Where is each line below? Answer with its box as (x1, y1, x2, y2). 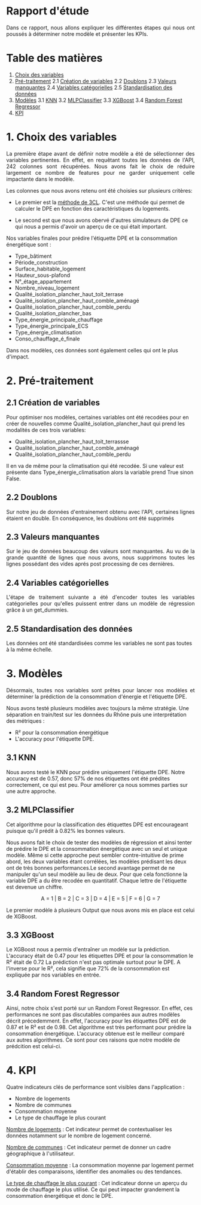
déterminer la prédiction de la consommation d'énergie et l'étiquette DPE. (6, 693, 187, 700)
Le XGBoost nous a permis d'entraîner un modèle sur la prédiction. (6, 946, 170, 953)
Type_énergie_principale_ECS (14, 322, 89, 330)
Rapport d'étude (6, 4, 90, 18)
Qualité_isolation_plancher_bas (14, 309, 92, 317)
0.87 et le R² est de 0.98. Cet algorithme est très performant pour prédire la (6, 1024, 191, 1031)
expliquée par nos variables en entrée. (6, 971, 101, 979)
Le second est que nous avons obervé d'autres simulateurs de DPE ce (14, 217, 188, 224)
